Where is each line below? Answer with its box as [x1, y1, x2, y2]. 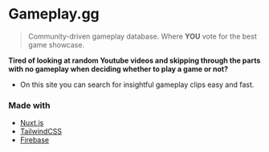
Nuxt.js [19, 118, 44, 128]
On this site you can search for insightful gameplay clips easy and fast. [19, 80, 255, 89]
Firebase [19, 135, 50, 145]
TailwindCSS [19, 126, 63, 137]
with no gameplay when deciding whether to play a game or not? [8, 64, 229, 73]
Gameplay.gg [8, 5, 100, 23]
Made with [8, 100, 51, 111]
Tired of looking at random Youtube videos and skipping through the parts [8, 55, 261, 65]
